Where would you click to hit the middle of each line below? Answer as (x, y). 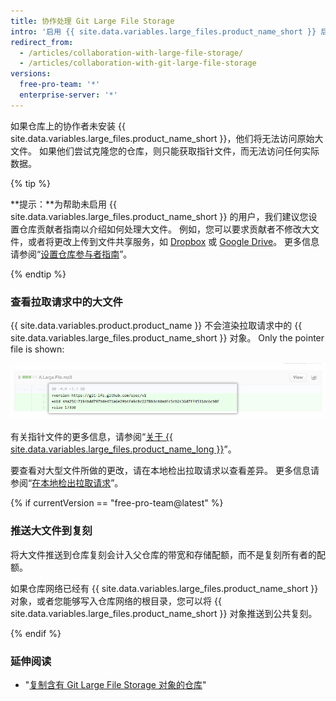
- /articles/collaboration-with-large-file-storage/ (131, 53)
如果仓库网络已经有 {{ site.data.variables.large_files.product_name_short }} (164, 588)
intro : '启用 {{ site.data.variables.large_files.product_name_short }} (163, 31)
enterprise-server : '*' (68, 95)
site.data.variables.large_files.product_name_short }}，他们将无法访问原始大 (167, 138)
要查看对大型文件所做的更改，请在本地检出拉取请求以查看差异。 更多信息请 (165, 471)
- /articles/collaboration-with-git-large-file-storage (138, 63)
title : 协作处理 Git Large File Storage (92, 21)
